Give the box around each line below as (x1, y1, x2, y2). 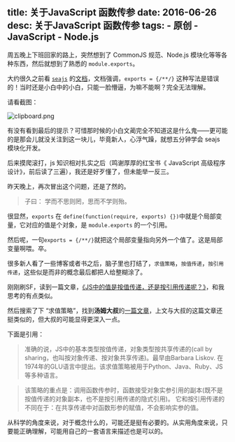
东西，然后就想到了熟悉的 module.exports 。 (13, 59, 139, 68)
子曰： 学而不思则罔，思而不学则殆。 (24, 197, 131, 205)
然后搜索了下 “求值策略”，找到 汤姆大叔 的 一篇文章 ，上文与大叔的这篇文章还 (7, 306, 223, 315)
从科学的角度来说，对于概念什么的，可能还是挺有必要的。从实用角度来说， (7, 418, 222, 427)
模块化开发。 (7, 143, 44, 152)
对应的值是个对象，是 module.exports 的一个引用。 (25, 220, 171, 229)
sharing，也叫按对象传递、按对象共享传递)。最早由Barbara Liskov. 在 (24, 353, 224, 362)
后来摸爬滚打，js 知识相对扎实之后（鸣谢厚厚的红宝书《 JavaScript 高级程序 (7, 158, 226, 166)
